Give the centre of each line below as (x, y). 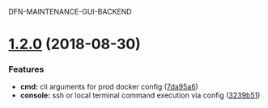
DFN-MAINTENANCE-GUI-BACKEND (70, 12)
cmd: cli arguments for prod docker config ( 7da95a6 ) (109, 87)
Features (26, 69)
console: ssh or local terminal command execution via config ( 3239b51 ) (140, 95)
